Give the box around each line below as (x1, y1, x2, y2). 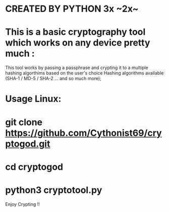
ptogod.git (5, 138, 50, 150)
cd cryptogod (5, 161, 64, 172)
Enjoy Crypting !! (5, 201, 40, 207)
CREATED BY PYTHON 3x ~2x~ (5, 3, 139, 15)
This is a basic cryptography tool (5, 26, 146, 38)
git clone (5, 116, 43, 128)
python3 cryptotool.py (5, 184, 102, 196)
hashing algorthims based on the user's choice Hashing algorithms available (5, 70, 164, 76)
